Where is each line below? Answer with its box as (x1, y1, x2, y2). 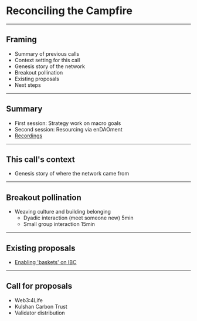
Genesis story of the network (14, 63, 85, 70)
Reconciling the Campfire (6, 4, 133, 18)
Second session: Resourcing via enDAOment (14, 126, 123, 133)
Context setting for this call (14, 56, 80, 63)
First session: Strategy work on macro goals (14, 119, 121, 127)
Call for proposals (6, 281, 73, 291)
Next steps (14, 81, 41, 89)
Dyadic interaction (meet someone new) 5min (23, 214, 134, 221)
